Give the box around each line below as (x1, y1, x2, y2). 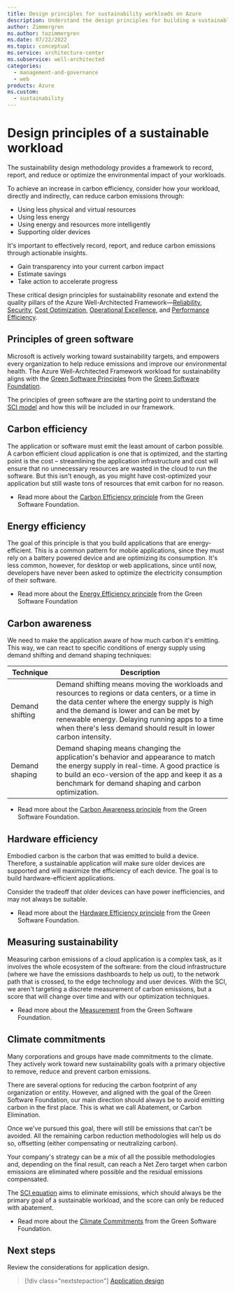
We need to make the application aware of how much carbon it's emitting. (7, 636, 220, 645)
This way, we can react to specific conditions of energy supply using (7, 644, 206, 652)
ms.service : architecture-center (7, 50, 105, 57)
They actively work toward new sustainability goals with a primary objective (7, 1059, 226, 1068)
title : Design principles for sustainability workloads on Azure (7, 10, 201, 18)
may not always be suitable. (7, 895, 87, 903)
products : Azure (7, 82, 55, 89)
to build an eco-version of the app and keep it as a (56, 770, 222, 780)
